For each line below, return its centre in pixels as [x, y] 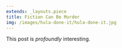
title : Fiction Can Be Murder [43, 17]
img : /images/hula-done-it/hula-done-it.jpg [61, 22]
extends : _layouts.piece [36, 11]
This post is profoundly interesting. [48, 39]
